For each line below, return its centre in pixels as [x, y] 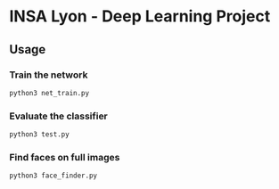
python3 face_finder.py [53, 176]
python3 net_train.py [49, 93]
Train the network [49, 75]
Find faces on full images [65, 157]
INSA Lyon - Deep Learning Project [140, 16]
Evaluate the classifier [59, 116]
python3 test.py [39, 135]
